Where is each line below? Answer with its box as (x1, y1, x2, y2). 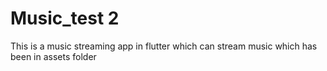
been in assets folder (10, 50, 97, 62)
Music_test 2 (10, 7, 120, 30)
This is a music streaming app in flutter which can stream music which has (10, 40, 318, 52)
